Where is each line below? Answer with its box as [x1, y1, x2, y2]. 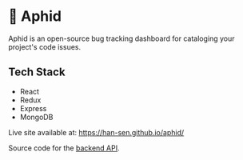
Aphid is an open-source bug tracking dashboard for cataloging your [8, 34, 235, 43]
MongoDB [19, 112, 54, 122]
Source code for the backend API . [8, 143, 120, 153]
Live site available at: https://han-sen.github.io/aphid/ [8, 127, 185, 137]
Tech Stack [8, 66, 66, 79]
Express [19, 103, 47, 113]
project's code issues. [8, 42, 82, 51]
